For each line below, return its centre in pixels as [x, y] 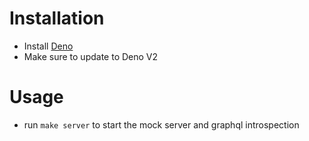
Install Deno [48, 46]
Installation [57, 18]
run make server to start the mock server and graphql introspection [161, 124]
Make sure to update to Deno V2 [91, 56]
